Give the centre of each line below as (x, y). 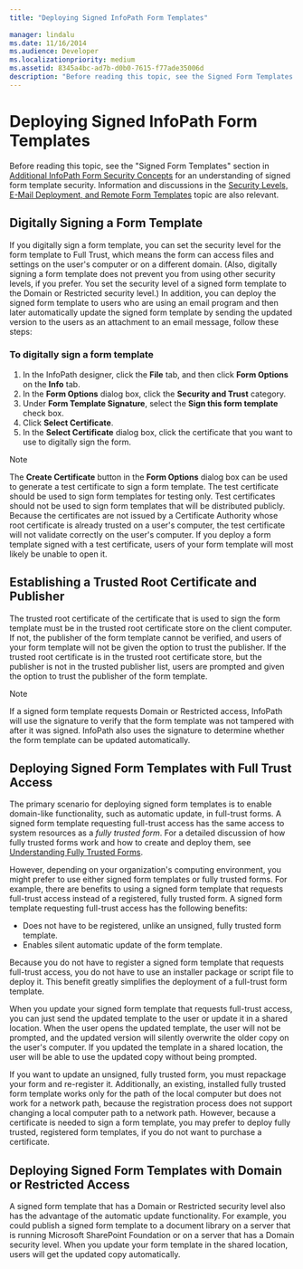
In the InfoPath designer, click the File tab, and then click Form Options (156, 374)
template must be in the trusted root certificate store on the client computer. (151, 628)
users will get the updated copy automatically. (95, 1255)
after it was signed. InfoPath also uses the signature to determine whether (147, 730)
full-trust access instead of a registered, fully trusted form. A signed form (146, 899)
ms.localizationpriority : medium (72, 60)
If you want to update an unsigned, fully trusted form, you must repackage (148, 1074)
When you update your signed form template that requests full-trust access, (151, 1009)
